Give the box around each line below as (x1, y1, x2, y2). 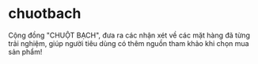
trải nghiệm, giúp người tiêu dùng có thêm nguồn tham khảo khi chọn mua (8, 38, 249, 48)
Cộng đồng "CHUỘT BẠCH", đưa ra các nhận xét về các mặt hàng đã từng (8, 30, 251, 40)
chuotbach (8, 5, 82, 23)
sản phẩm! (8, 47, 43, 56)
